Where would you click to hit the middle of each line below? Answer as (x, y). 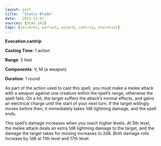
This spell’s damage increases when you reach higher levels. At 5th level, (78, 123)
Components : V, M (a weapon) (36, 69)
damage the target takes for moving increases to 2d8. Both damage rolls (77, 133)
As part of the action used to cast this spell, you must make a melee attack (79, 88)
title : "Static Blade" (29, 14)
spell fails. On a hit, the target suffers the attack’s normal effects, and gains (80, 98)
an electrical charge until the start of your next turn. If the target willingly (77, 103)
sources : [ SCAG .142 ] (26, 23)
